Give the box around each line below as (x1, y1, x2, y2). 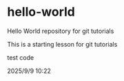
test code (7, 53, 34, 62)
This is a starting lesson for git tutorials (7, 40, 118, 48)
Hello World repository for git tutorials (7, 27, 114, 35)
